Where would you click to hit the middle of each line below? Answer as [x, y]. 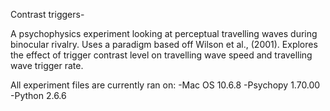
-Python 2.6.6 [38, 95]
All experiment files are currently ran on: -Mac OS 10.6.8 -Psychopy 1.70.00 [165, 85]
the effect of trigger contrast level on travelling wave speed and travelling [161, 55]
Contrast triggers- [47, 14]
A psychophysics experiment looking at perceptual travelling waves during [164, 33]
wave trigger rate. [47, 65]
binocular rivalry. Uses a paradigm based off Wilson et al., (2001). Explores [164, 44]
